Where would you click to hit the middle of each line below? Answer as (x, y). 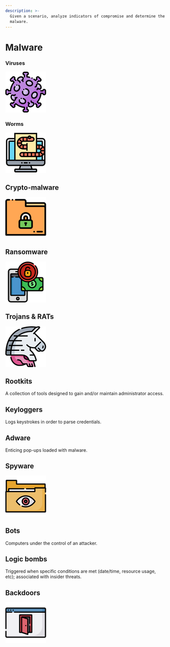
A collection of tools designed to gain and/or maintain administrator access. (84, 394)
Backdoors (23, 593)
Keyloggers (24, 410)
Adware (18, 438)
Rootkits (19, 381)
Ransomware (27, 252)
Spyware (20, 466)
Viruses (15, 63)
